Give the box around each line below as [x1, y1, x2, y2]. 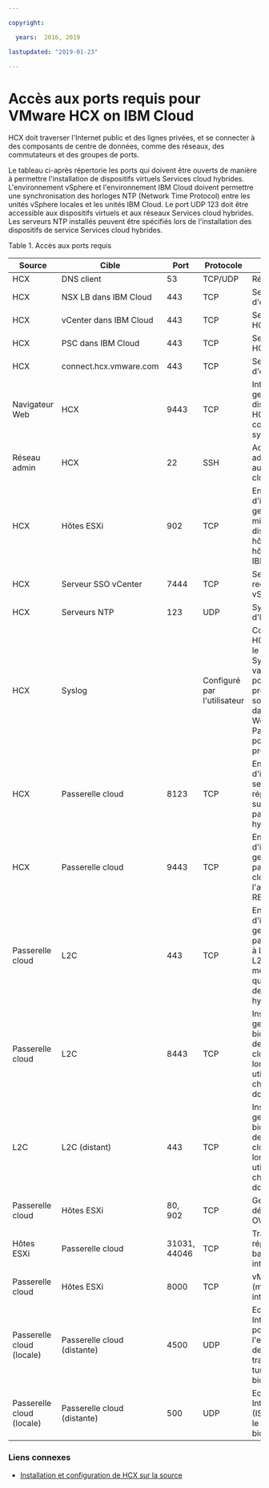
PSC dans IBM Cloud [61, 338, 140, 349]
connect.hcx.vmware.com [61, 361, 159, 372]
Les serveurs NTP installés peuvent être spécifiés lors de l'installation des [8, 217, 252, 226]
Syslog [61, 685, 88, 696]
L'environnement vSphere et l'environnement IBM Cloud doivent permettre [8, 182, 254, 193]
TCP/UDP [203, 274, 239, 285]
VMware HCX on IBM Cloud [8, 106, 195, 124]
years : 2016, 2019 [15, 33, 81, 41]
